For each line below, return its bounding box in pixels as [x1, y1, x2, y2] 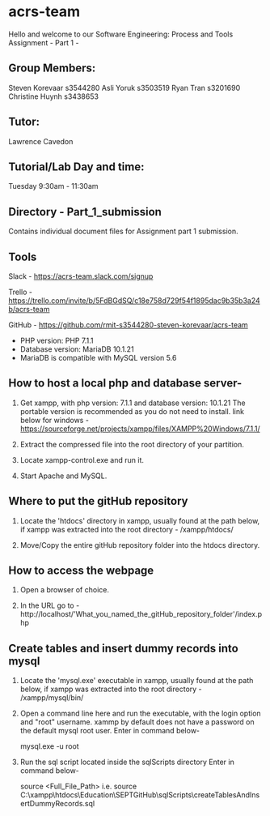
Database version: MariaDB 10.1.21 [19, 344, 135, 354]
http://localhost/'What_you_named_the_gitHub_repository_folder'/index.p [19, 609, 263, 619]
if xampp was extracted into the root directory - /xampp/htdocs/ [19, 524, 234, 534]
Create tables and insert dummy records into [8, 641, 238, 655]
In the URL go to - [19, 600, 80, 610]
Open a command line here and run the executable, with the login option [19, 708, 261, 719]
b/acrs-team [8, 305, 50, 314]
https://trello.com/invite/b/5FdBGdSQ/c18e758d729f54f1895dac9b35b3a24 [8, 296, 260, 305]
